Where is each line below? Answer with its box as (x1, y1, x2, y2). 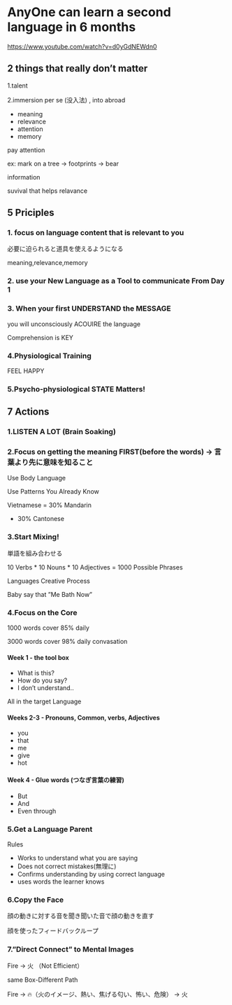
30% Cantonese (17, 515, 65, 523)
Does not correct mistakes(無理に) (17, 862, 117, 870)
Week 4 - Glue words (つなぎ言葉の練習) (7, 776, 124, 784)
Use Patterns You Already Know (7, 487, 99, 496)
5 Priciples (7, 207, 55, 219)
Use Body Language (7, 474, 66, 483)
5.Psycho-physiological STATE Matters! (7, 384, 145, 393)
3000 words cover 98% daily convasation (7, 638, 128, 646)
